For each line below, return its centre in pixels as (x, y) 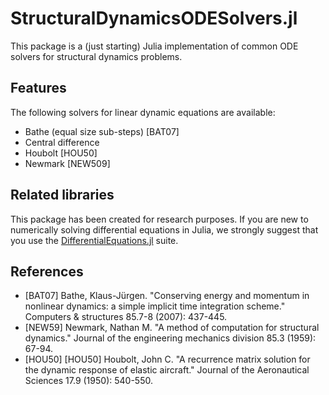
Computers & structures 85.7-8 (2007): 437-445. (126, 317)
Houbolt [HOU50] (61, 153)
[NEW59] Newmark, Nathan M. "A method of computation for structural (172, 328)
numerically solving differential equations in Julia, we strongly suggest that (164, 229)
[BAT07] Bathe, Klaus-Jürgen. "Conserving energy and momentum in (167, 296)
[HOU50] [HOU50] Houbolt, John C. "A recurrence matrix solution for (167, 359)
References (47, 271)
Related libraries (62, 195)
